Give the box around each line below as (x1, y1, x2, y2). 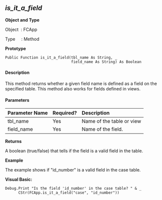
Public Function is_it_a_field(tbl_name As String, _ (5, 55, 118, 60)
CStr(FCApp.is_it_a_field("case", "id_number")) (18, 190, 120, 196)
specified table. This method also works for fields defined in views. (5, 86, 141, 92)
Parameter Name (7, 110, 48, 116)
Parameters (5, 97, 29, 103)
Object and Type (5, 17, 40, 23)
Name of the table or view (81, 118, 141, 125)
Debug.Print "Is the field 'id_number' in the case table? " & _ (5, 186, 141, 191)
